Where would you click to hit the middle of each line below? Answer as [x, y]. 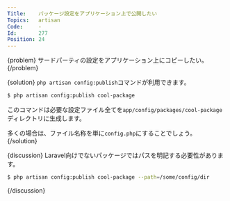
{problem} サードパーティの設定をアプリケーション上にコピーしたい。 [108, 61]
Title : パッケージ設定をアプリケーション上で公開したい [82, 14]
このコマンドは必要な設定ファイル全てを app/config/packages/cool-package [115, 110]
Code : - [24, 26]
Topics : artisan [34, 20]
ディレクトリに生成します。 [46, 118]
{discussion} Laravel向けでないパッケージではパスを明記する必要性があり [112, 155]
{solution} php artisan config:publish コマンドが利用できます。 [99, 82]
